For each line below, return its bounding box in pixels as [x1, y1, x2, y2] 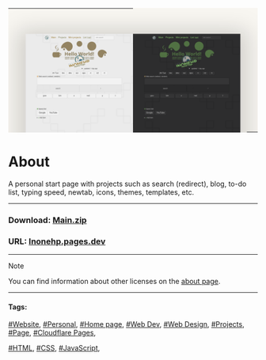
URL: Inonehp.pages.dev [8, 236, 106, 247]
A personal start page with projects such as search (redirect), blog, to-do [8, 179, 247, 188]
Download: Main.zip [8, 214, 87, 225]
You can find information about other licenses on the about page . [8, 277, 221, 286]
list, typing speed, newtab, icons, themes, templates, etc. [8, 187, 195, 197]
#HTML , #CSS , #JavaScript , [8, 343, 101, 353]
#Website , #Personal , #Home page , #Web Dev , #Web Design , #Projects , [8, 320, 245, 329]
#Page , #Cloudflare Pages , [8, 328, 97, 338]
